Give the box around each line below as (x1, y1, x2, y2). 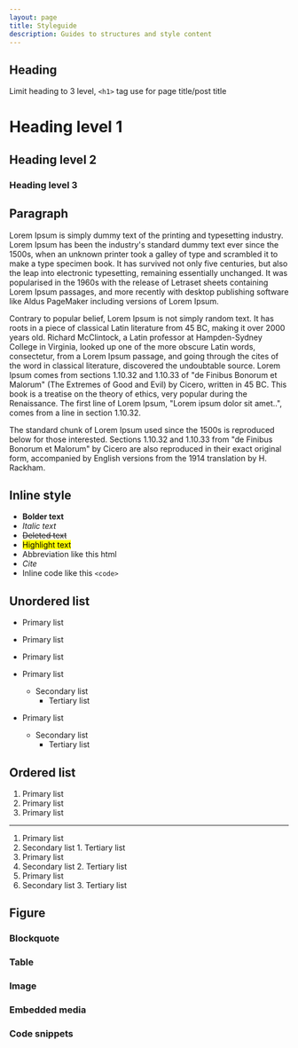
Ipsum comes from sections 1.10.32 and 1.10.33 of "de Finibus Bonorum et (9, 369, 278, 380)
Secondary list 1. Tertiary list (21, 842, 126, 853)
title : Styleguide (9, 21, 77, 30)
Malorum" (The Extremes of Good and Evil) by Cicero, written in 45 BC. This (9, 379, 287, 390)
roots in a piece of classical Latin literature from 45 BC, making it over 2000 (9, 322, 286, 333)
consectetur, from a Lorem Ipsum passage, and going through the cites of (9, 351, 279, 361)
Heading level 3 (9, 178, 78, 191)
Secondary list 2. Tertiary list (21, 861, 128, 871)
